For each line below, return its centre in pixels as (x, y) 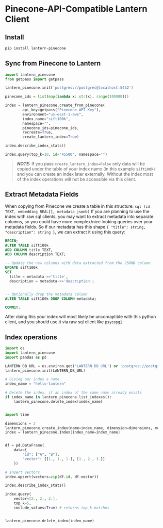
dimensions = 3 (20, 423)
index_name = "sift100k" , (46, 119)
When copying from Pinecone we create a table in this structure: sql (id (78, 206)
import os (15, 348)
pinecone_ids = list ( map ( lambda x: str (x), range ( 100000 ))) (67, 97)
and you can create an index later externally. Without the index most (85, 174)
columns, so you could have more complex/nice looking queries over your (79, 221)
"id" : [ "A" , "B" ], (41, 455)
